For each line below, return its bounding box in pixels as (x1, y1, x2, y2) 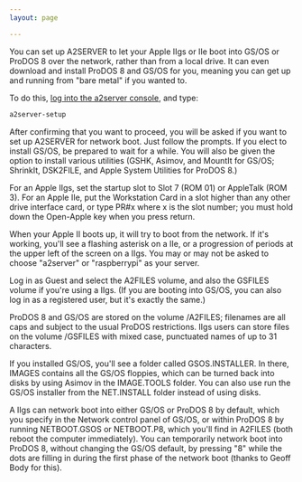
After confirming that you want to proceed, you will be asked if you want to (9, 126, 287, 137)
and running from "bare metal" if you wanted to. (9, 74, 188, 86)
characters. (9, 340, 52, 351)
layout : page (9, 13, 59, 23)
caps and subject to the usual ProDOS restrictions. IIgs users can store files (9, 321, 290, 332)
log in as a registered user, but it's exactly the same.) (9, 294, 206, 305)
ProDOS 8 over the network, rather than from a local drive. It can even (9, 55, 270, 66)
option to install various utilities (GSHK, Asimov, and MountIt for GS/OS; (9, 155, 275, 165)
